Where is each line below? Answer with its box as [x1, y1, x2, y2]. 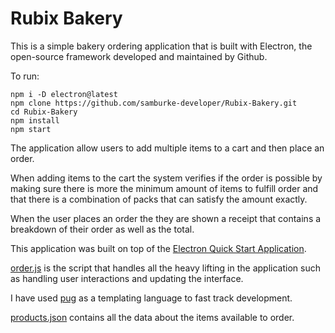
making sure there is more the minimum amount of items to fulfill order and [10, 182, 319, 194]
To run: [10, 70, 40, 82]
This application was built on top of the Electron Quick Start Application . [10, 242, 307, 254]
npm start [10, 124, 52, 134]
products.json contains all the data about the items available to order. [10, 311, 295, 323]
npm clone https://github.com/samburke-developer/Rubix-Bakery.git [10, 98, 298, 108]
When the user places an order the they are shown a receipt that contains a [10, 212, 322, 224]
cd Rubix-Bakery [10, 107, 78, 117]
